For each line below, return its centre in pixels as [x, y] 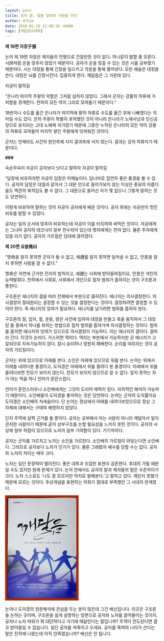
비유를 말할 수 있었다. [25, 214]
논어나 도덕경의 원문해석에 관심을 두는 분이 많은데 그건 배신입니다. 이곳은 [74, 609]
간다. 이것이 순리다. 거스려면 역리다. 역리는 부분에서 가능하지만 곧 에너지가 [81, 337]
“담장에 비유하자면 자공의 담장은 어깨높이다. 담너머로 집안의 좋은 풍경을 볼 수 [78, 178]
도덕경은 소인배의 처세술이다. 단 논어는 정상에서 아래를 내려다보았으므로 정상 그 [80, 401]
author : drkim [20, 21]
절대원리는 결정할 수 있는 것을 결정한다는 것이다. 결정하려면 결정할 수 [87, 303]
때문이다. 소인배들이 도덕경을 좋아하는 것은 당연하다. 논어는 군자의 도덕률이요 [83, 396]
